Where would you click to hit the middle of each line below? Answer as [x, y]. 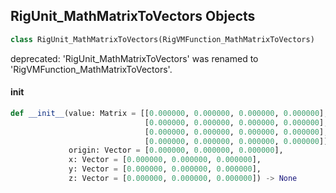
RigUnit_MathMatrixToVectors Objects [133, 16]
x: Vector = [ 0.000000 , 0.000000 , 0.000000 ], [165, 160]
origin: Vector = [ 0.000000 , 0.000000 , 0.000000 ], [176, 150]
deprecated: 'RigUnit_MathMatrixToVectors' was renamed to [134, 58]
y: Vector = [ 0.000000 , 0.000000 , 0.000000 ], [165, 169]
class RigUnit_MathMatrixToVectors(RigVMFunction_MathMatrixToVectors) [162, 39]
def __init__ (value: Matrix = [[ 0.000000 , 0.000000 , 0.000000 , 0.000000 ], [169, 113]
